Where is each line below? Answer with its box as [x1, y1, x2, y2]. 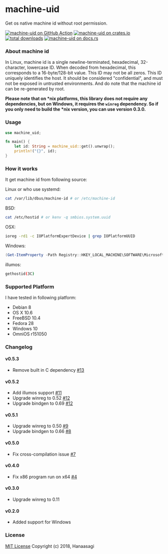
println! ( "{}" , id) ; [14, 149, 57, 154]
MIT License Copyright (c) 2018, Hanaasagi [5, 543, 94, 549]
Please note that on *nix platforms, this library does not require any [5, 95, 148, 101]
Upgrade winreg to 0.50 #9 [12, 423, 68, 429]
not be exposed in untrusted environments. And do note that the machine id [5, 80, 161, 86]
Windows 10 [12, 325, 38, 331]
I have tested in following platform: [5, 294, 76, 300]
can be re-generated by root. [5, 86, 65, 92]
